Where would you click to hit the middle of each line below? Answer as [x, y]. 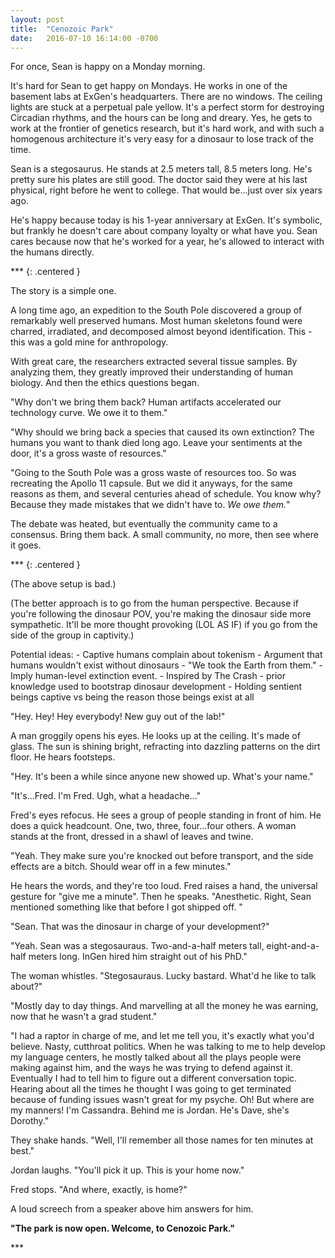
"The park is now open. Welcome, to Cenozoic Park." [123, 1228]
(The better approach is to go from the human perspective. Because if [154, 603]
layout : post [37, 19]
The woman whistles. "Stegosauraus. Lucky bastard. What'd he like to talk [163, 976]
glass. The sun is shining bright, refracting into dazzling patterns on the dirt [165, 747]
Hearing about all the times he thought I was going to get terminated [151, 1089]
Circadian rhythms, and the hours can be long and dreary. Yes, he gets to [161, 118]
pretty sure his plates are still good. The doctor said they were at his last [159, 180]
